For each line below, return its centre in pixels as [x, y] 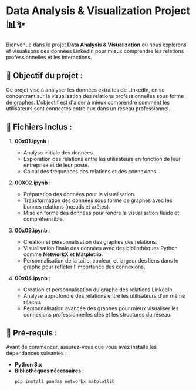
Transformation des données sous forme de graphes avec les [98, 200]
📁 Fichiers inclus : [39, 127]
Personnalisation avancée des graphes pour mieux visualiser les [101, 308]
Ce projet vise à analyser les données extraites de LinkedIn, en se [86, 90]
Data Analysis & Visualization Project [98, 11]
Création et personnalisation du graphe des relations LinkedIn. [99, 290]
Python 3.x [28, 365]
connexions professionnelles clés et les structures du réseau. [97, 314]
